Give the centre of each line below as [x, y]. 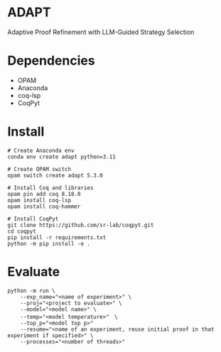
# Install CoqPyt [33, 219]
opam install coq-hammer [44, 207]
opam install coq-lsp [39, 200]
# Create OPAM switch [39, 169]
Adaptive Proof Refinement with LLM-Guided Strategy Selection [101, 32]
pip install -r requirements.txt [57, 237]
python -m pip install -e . [49, 243]
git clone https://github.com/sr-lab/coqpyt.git [81, 225]
